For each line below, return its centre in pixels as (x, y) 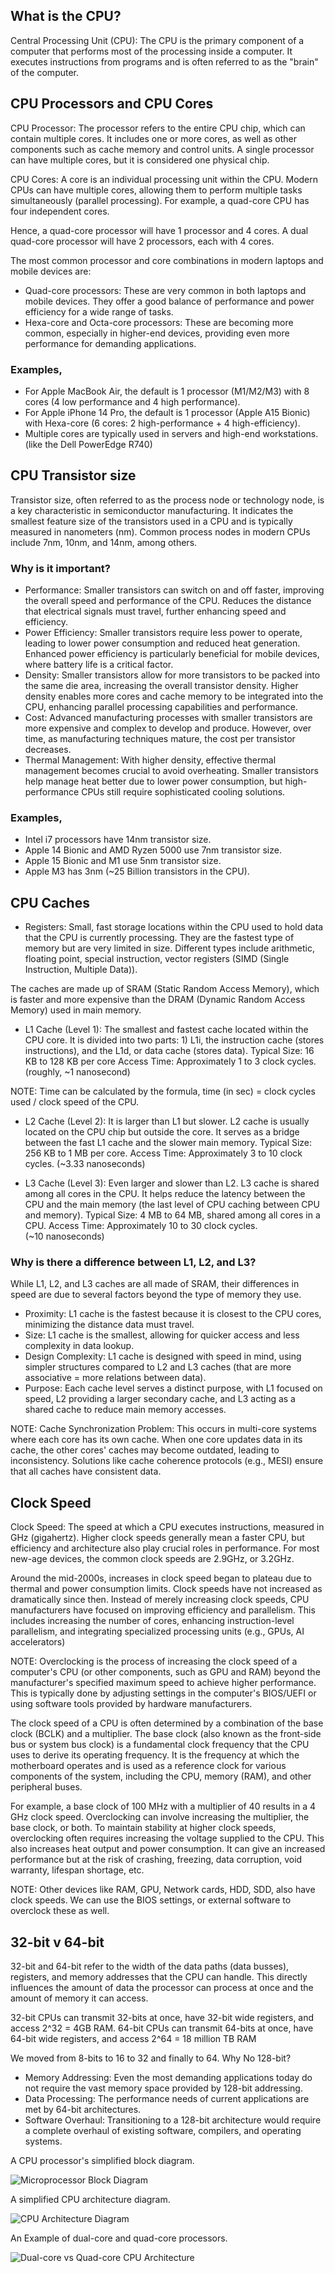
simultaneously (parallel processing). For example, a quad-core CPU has (160, 200)
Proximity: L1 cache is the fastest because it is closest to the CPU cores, (173, 1314)
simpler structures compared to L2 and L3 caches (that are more (158, 1367)
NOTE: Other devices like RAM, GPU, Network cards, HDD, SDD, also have (163, 1890)
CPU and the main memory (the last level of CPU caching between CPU (172, 1205)
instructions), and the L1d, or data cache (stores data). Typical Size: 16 (169, 1051)
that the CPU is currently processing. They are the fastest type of (159, 938)
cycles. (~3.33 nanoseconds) (85, 1164)
